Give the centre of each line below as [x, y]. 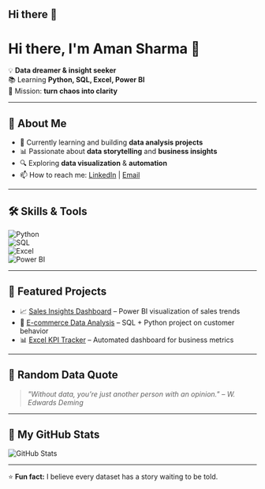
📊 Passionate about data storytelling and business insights [118, 152]
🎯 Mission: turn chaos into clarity [63, 91]
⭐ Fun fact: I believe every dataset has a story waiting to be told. [113, 477]
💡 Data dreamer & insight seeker [62, 70]
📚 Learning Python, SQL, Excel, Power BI [77, 80]
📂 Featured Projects [58, 292]
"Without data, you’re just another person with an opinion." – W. [131, 394]
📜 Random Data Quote [63, 375]
